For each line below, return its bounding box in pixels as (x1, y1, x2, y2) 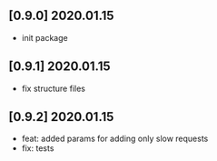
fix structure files (21, 83, 85, 94)
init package (21, 32, 69, 43)
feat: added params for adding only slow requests (21, 133, 209, 145)
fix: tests (21, 143, 54, 154)
